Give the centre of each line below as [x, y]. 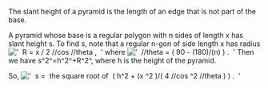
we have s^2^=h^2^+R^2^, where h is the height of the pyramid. [112, 60]
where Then [179, 52]
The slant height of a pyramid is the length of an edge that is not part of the [132, 11]
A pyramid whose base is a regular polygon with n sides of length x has [126, 35]
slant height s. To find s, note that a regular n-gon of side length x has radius [134, 44]
